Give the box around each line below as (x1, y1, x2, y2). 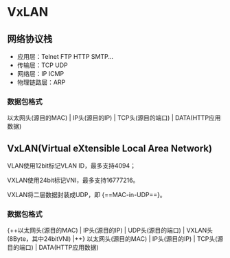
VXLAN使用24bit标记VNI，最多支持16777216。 (7, 176, 139, 185)
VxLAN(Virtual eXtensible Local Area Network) (7, 142, 213, 154)
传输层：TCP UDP (16, 61, 68, 69)
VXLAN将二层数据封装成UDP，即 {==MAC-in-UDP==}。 (7, 191, 166, 199)
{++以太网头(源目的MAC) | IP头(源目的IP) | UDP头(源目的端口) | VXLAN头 (7, 227, 213, 235)
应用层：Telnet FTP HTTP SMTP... (16, 53, 114, 60)
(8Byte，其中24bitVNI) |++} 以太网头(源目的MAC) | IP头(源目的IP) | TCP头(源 (7, 235, 224, 243)
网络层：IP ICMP (16, 70, 65, 77)
